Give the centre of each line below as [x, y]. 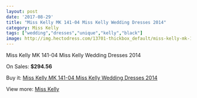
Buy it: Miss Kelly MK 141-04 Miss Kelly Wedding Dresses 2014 [82, 78]
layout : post [22, 11]
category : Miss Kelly [33, 28]
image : [14, 38]
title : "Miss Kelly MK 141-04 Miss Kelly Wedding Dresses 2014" [86, 22]
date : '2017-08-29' [30, 17]
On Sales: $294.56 [29, 66]
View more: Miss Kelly [33, 89]
